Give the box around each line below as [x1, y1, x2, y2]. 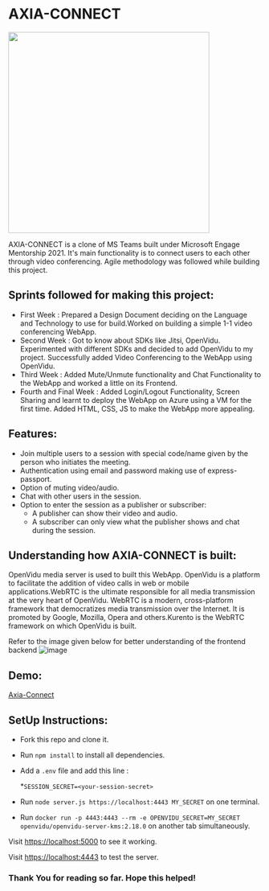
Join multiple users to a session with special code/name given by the [19, 448, 249, 458]
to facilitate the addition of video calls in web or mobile [8, 578, 190, 588]
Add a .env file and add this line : [19, 766, 129, 775]
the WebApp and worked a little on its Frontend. [19, 378, 178, 388]
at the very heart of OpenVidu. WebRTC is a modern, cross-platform [8, 596, 234, 606]
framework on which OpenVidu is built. [8, 621, 137, 631]
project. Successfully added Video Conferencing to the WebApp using [19, 352, 253, 362]
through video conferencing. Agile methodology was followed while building [8, 257, 260, 266]
